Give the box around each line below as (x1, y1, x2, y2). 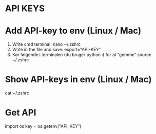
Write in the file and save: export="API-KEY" (12, 47, 101, 53)
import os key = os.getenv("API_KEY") (5, 123, 82, 129)
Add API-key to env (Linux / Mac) (5, 25, 141, 37)
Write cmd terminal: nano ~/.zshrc (12, 41, 81, 47)
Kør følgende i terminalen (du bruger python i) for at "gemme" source (12, 52, 152, 57)
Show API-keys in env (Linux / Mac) (5, 74, 152, 85)
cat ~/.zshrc (5, 90, 29, 96)
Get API (5, 107, 37, 118)
